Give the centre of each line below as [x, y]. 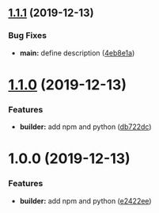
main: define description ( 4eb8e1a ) [77, 53]
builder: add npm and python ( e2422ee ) [85, 200]
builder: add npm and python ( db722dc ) [85, 127]
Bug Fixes [28, 36]
